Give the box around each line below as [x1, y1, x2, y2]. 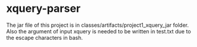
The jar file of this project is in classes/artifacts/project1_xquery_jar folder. [6, 21, 189, 29]
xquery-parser [6, 2, 81, 15]
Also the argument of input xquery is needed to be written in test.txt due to [6, 27, 191, 35]
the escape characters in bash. [6, 34, 83, 41]
